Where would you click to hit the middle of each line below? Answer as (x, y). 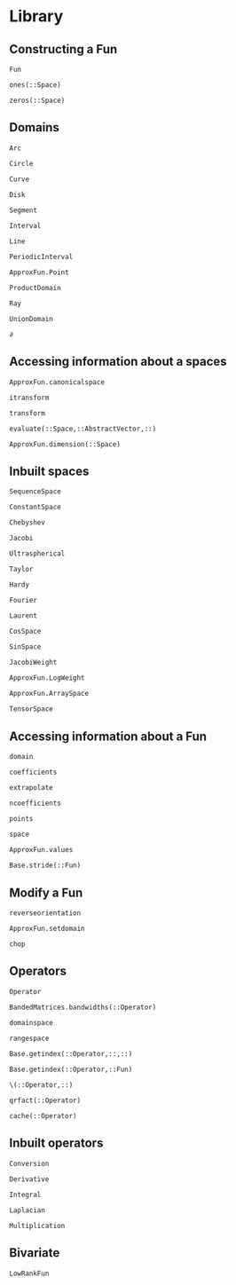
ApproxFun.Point (39, 272)
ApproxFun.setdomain (47, 929)
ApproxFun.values (41, 850)
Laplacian (28, 1210)
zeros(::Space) (37, 100)
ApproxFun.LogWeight (47, 678)
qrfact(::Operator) (45, 1100)
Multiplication (37, 1226)
